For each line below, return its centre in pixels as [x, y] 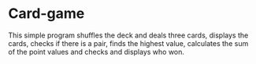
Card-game [46, 14]
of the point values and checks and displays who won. [96, 52]
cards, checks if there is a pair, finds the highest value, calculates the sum [128, 43]
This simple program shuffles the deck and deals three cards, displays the [128, 35]
